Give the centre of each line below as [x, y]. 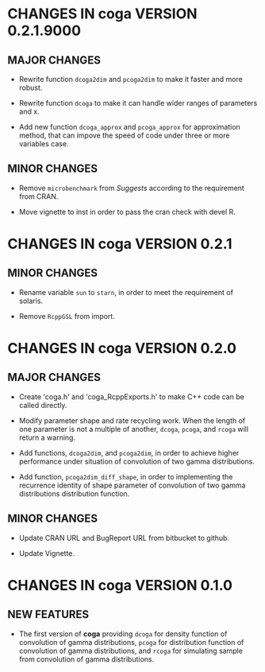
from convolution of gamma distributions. [86, 659]
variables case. [44, 144]
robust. [31, 87]
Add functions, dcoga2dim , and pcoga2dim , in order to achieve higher [129, 453]
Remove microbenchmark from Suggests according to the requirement [132, 188]
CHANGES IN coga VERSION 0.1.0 [120, 585]
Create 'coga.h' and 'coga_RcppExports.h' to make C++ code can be [132, 396]
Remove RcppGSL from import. [67, 316]
